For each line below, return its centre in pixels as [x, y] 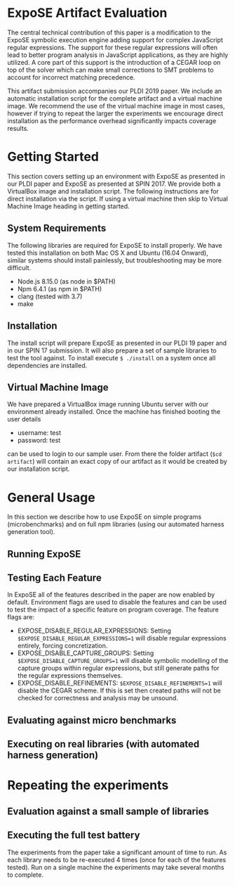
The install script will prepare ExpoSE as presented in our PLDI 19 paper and [117, 343]
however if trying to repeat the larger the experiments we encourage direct [115, 113]
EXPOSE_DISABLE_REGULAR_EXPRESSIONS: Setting [94, 631]
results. [18, 128]
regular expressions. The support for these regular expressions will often [112, 47]
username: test [39, 433]
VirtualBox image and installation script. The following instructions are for [113, 191]
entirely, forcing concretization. [62, 646]
